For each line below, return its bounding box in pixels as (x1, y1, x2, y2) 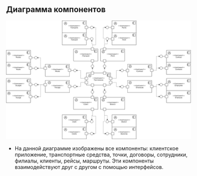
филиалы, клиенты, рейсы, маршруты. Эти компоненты (14, 157, 154, 164)
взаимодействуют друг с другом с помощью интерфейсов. (14, 163, 164, 170)
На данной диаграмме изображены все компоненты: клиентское (14, 144, 179, 151)
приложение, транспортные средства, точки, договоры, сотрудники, (14, 151, 188, 158)
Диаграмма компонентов (6, 5, 106, 15)
